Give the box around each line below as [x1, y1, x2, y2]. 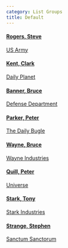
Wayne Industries [6, 154, 50, 162]
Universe [6, 181, 29, 189]
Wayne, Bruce [6, 141, 42, 148]
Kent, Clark [6, 60, 35, 67]
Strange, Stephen [6, 222, 51, 229]
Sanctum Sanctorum [6, 235, 57, 243]
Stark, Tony [6, 195, 36, 202]
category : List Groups [6, 8, 63, 15]
